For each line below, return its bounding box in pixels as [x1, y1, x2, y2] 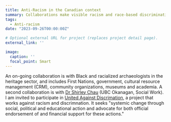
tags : [5, 17, 17, 22]
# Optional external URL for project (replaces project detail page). [5, 36, 158, 41]
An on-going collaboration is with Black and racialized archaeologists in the [5, 73, 163, 79]
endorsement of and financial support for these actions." [5, 110, 124, 117]
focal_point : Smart [10, 59, 51, 64]
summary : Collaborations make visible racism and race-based [5, 12, 138, 17]
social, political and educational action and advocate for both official [5, 105, 149, 111]
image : [5, 49, 19, 54]
